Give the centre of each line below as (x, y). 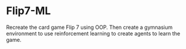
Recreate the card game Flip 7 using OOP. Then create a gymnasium (89, 27)
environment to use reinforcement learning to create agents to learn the (93, 33)
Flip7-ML (29, 11)
